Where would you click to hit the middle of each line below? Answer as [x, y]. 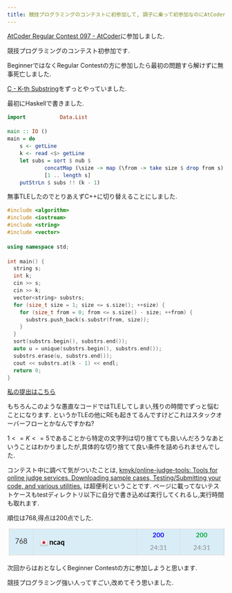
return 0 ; [27, 370]
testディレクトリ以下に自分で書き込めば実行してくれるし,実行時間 [130, 495]
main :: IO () [28, 132]
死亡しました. [32, 74]
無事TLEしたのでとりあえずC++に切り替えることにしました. [92, 197]
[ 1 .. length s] [67, 175]
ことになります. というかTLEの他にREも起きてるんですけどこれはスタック [112, 415]
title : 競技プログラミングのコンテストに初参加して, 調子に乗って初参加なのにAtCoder [116, 14]
